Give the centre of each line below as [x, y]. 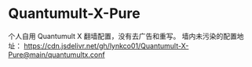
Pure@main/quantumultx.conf [57, 55]
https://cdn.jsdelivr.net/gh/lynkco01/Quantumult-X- [106, 46]
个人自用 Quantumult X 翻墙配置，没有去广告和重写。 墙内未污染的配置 [122, 36]
